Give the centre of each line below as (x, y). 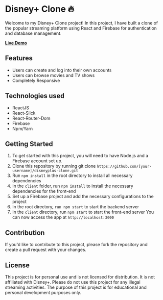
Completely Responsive (36, 80)
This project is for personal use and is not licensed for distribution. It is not (80, 277)
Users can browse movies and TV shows (53, 75)
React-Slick (24, 113)
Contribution (25, 233)
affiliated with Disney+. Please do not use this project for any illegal (73, 282)
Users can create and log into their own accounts (62, 70)
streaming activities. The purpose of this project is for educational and (76, 287)
